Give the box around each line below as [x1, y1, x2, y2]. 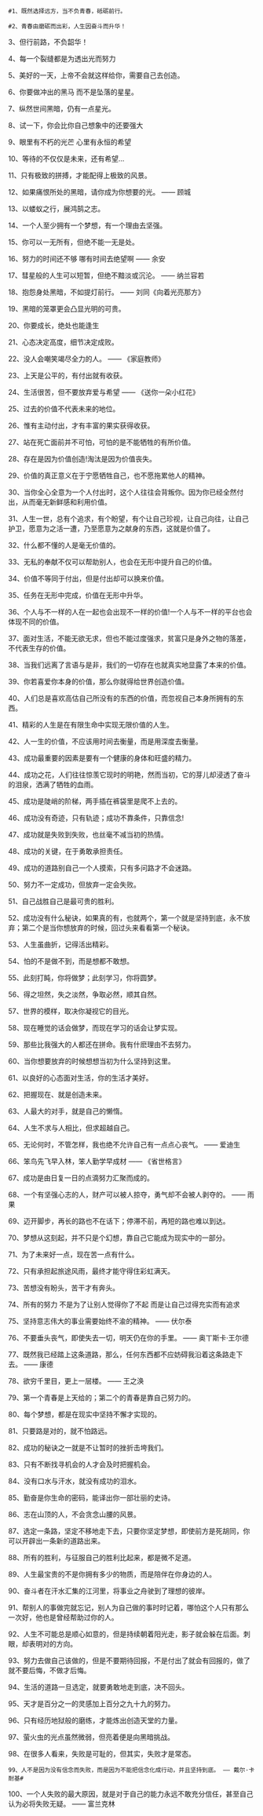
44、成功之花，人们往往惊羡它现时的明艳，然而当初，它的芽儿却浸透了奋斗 [8, 770, 251, 779]
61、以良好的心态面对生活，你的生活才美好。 [8, 1074, 153, 1082]
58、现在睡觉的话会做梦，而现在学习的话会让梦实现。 [8, 1023, 182, 1032]
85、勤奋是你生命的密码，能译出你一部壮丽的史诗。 [8, 1493, 175, 1502]
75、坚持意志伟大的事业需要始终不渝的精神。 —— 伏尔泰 [8, 1317, 192, 1326]
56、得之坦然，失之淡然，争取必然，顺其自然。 [8, 990, 161, 999]
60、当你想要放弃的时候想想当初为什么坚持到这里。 [8, 1056, 175, 1066]
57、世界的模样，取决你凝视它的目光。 [8, 1007, 133, 1016]
